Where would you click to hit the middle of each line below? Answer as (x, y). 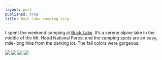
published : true (22, 14)
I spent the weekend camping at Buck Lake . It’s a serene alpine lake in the (80, 33)
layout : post (18, 10)
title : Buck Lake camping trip (37, 19)
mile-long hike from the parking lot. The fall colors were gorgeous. (72, 43)
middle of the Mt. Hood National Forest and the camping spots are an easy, (81, 38)
